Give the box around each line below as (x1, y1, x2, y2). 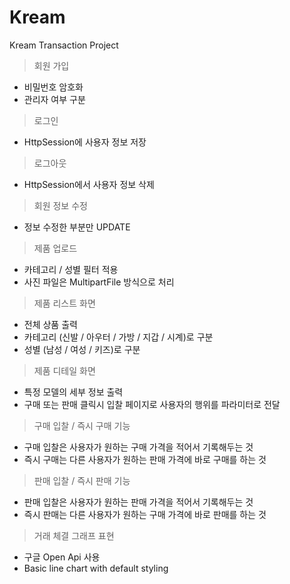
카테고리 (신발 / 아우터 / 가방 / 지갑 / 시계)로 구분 (23, 331, 214, 343)
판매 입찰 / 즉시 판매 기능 (33, 474, 131, 486)
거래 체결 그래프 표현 (33, 529, 115, 541)
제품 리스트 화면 (33, 297, 96, 309)
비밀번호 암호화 (23, 81, 84, 93)
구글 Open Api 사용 (23, 551, 101, 563)
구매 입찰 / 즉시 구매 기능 (33, 419, 131, 431)
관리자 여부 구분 (23, 93, 86, 105)
